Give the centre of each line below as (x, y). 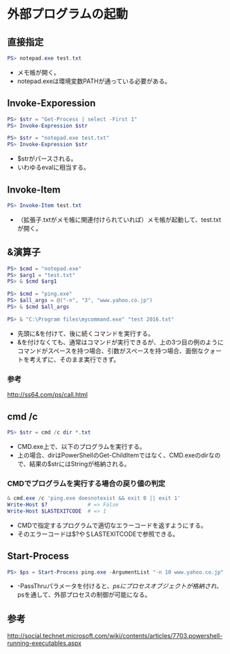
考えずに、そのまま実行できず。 (74, 359)
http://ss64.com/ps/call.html (48, 395)
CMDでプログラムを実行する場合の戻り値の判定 (86, 484)
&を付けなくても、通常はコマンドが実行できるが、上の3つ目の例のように (121, 342)
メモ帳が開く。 (38, 72)
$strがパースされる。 (47, 159)
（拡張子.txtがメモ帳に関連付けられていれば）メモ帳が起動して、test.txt (119, 220)
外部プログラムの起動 (68, 14)
